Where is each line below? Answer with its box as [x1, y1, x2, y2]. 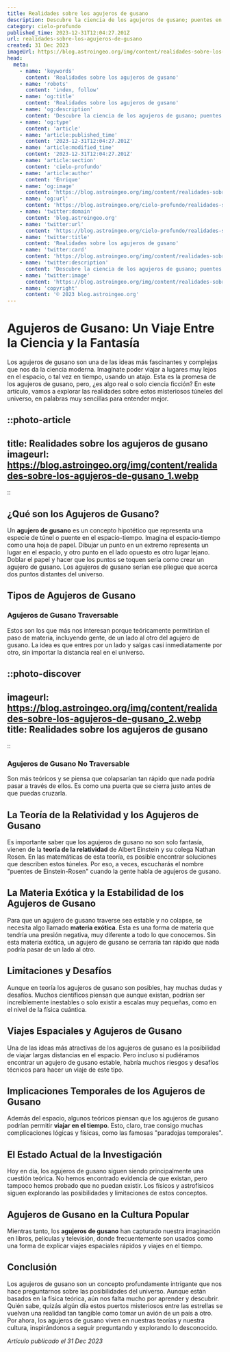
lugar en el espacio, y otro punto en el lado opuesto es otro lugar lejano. [7, 548, 210, 556]
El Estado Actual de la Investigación [7, 1149, 162, 1160]
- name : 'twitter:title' [19, 234, 90, 240]
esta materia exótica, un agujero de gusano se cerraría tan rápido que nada [7, 938, 220, 946]
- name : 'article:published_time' [19, 131, 118, 138]
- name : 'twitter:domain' [19, 208, 94, 215]
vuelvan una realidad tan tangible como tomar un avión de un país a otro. [7, 1309, 214, 1317]
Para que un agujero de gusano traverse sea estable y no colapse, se [7, 916, 203, 924]
